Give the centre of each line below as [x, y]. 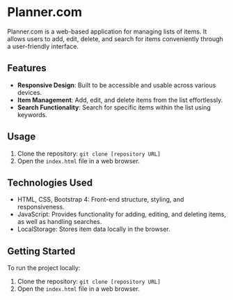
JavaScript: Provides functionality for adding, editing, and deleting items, [121, 214]
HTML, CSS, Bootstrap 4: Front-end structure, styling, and [101, 200]
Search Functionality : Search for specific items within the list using [114, 107]
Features [27, 68]
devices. [30, 92]
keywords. [32, 114]
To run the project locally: [44, 268]
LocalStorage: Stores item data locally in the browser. [94, 229]
